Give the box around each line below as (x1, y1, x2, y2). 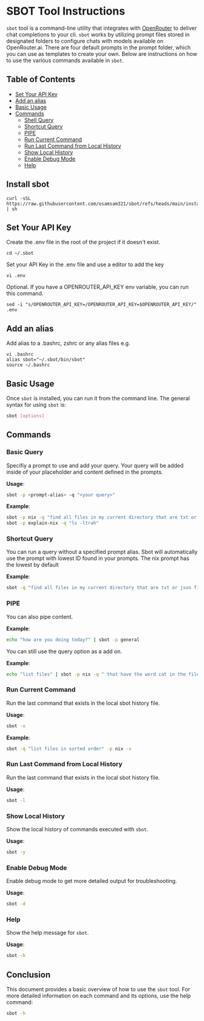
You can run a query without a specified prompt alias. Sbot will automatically (6, 549, 198, 556)
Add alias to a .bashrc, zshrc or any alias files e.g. (6, 339, 131, 347)
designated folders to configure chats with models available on (6, 37, 164, 44)
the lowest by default (6, 561, 59, 569)
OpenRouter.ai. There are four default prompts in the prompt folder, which (6, 44, 191, 51)
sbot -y (6, 849, 26, 855)
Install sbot (6, 179, 50, 190)
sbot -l (6, 797, 26, 803)
